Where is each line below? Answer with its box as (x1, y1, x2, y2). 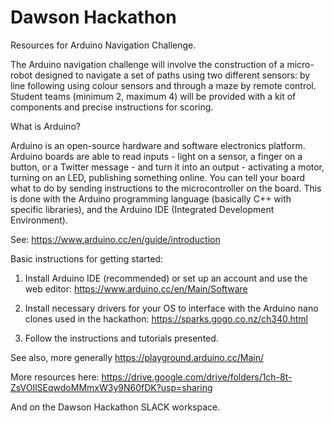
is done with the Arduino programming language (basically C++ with (10, 192, 292, 205)
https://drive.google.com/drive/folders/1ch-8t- (101, 371, 293, 383)
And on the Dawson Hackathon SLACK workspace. (10, 401, 221, 413)
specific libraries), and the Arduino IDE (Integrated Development (10, 203, 275, 215)
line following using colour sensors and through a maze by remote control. (10, 79, 317, 91)
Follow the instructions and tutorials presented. (24, 332, 219, 344)
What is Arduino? (10, 120, 81, 132)
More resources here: (10, 371, 100, 383)
